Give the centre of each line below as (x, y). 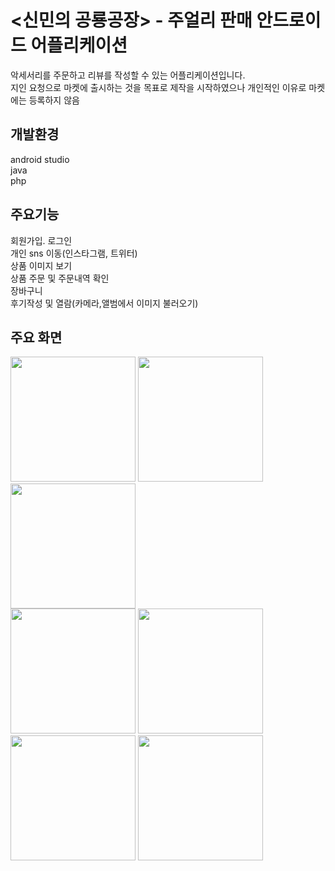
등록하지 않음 (54, 100)
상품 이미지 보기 (41, 265)
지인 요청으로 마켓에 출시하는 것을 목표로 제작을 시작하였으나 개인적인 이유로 (158, 87)
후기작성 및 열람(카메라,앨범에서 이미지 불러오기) (104, 303)
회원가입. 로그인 (41, 240)
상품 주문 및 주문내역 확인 (60, 278)
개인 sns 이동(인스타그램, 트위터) (74, 253)
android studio (40, 159)
